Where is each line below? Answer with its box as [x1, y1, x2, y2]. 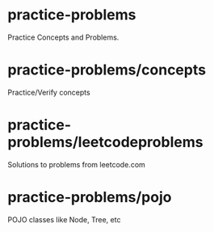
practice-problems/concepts [7, 61, 207, 79]
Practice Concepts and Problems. [7, 32, 120, 42]
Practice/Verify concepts [7, 87, 90, 97]
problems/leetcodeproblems [7, 133, 204, 151]
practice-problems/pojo [7, 188, 172, 206]
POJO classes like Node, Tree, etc [7, 214, 121, 224]
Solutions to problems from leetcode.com [7, 159, 146, 169]
